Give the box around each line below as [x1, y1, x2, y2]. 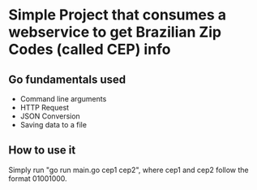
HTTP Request [19, 103, 70, 112]
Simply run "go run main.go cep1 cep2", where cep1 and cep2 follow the [8, 165, 249, 175]
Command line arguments [19, 94, 107, 103]
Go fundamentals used [8, 72, 126, 86]
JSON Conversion [19, 111, 81, 121]
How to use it [8, 144, 76, 158]
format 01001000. [8, 173, 67, 184]
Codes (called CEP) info [8, 41, 171, 58]
